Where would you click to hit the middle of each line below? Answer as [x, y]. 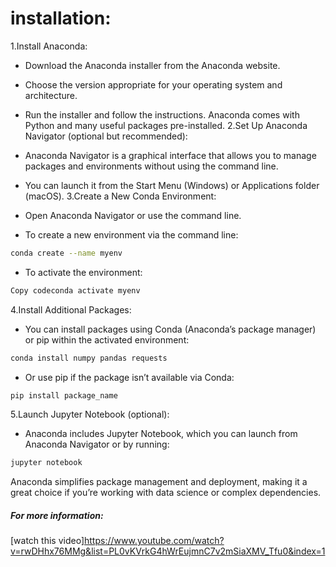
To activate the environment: [83, 272]
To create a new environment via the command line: [131, 234]
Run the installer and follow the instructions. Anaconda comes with [162, 114]
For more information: [57, 515]
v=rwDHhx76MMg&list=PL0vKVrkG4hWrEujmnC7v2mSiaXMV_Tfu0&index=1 [168, 551]
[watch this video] [47, 541]
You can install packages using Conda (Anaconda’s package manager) [170, 329]
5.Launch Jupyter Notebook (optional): [90, 414]
